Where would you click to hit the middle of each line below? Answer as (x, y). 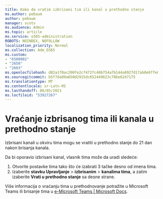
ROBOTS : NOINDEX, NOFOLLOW (32, 41)
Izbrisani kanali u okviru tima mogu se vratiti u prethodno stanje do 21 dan (79, 143)
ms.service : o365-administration (39, 37)
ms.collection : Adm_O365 (30, 50)
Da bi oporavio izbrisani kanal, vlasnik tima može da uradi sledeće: (72, 157)
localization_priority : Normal (37, 46)
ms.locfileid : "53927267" (31, 95)
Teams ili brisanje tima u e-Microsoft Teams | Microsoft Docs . (66, 191)
